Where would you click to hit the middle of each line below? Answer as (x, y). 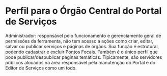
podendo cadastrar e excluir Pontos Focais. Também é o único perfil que (81, 52)
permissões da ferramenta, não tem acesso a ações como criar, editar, (79, 41)
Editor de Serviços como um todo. (41, 68)
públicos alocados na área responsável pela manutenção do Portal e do (80, 62)
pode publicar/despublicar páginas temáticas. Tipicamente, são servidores (84, 57)
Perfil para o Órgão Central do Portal (83, 11)
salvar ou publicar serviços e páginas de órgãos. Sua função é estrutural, (82, 46)
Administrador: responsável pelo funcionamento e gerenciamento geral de (83, 35)
